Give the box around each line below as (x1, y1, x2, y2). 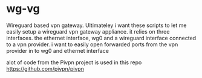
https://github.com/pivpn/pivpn (6, 65, 85, 72)
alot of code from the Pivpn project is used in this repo (6, 59, 142, 66)
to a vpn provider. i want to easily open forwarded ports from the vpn (6, 41, 178, 48)
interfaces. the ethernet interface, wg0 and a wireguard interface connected (6, 34, 197, 41)
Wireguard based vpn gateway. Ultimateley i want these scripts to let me (6, 22, 187, 29)
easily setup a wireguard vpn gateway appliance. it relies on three (6, 28, 170, 35)
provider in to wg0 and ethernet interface (6, 47, 109, 54)
